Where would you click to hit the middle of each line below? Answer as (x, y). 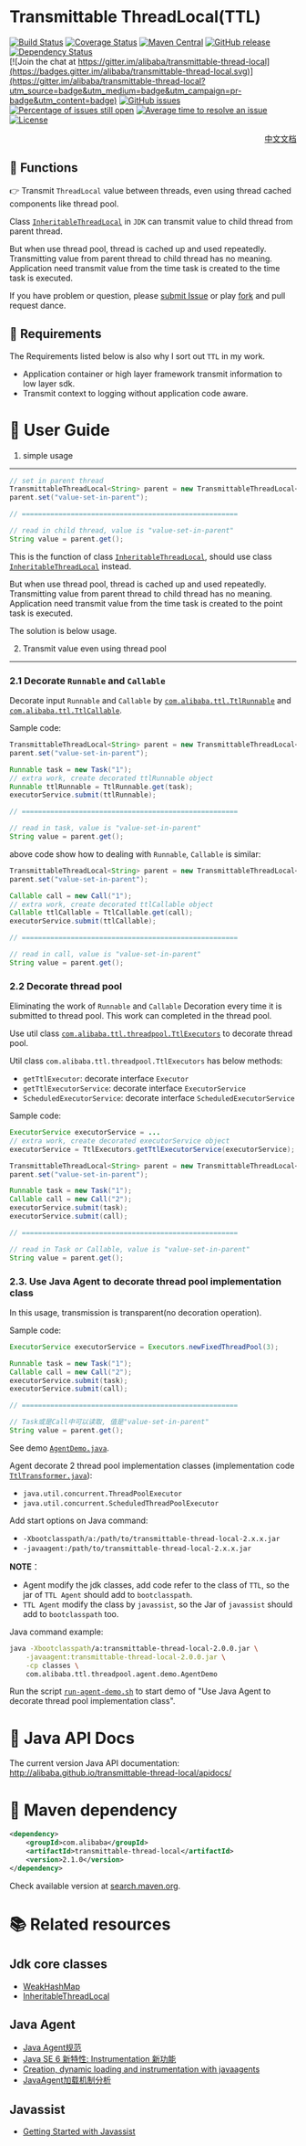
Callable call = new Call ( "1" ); (71, 896)
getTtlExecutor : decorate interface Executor (106, 1079)
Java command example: (56, 1632)
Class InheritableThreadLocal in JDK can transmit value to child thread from (151, 221)
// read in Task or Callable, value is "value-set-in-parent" (130, 1249)
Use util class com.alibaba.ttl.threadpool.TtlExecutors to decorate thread (151, 1033)
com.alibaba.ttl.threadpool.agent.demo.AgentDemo (122, 1674)
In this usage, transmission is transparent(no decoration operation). (136, 1312)
